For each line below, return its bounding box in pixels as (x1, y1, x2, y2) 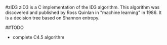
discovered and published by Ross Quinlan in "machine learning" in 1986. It (5, 9, 162, 15)
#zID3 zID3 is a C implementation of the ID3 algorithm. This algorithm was (5, 4, 160, 10)
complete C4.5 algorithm (12, 34, 65, 40)
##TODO (5, 24, 24, 30)
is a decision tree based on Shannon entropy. (5, 15, 100, 20)
